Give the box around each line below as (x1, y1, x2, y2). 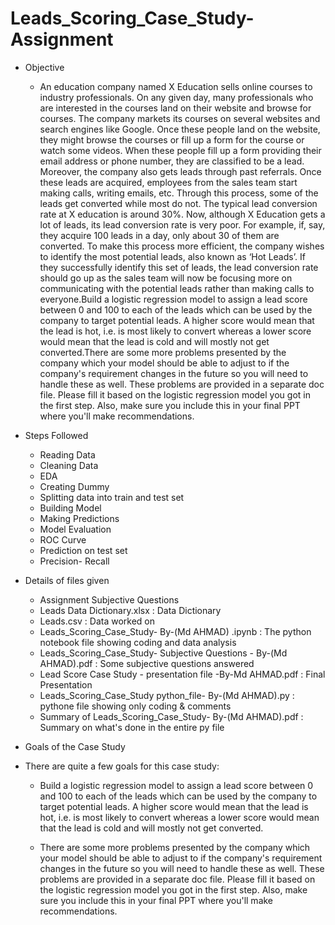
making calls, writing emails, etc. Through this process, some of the (39, 187, 319, 199)
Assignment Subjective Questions (39, 593, 180, 606)
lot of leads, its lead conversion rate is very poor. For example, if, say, (39, 218, 326, 231)
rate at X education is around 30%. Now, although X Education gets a (39, 208, 326, 220)
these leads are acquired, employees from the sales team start (39, 176, 298, 188)
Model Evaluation (39, 523, 112, 535)
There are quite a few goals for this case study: (24, 760, 220, 772)
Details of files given (24, 574, 110, 586)
